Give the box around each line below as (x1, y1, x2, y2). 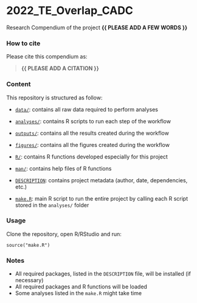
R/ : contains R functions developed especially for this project (15, 153, 168, 160)
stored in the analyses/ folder (15, 201, 89, 209)
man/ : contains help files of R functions (15, 165, 112, 172)
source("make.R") (6, 242, 50, 248)
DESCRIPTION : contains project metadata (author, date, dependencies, (15, 176, 188, 184)
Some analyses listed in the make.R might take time (15, 290, 142, 297)
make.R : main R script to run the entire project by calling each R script (15, 194, 188, 202)
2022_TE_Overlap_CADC (6, 4, 134, 18)
